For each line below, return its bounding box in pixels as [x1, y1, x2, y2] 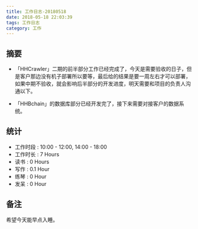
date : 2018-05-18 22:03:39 [6, 14, 73, 20]
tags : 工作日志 [6, 20, 40, 25]
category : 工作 [6, 25, 42, 31]
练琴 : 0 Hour [14, 173, 47, 180]
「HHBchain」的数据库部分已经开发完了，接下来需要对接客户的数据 [14, 100, 179, 107]
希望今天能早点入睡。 [6, 216, 58, 223]
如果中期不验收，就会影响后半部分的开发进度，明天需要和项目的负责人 [14, 80, 186, 88]
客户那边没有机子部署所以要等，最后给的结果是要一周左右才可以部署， [20, 73, 191, 80]
